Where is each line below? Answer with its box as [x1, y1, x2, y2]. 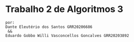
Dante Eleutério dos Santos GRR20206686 [5, 24, 93, 29]
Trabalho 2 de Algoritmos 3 [5, 3, 124, 15]
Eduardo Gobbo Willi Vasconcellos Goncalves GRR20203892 [5, 33, 129, 38]
